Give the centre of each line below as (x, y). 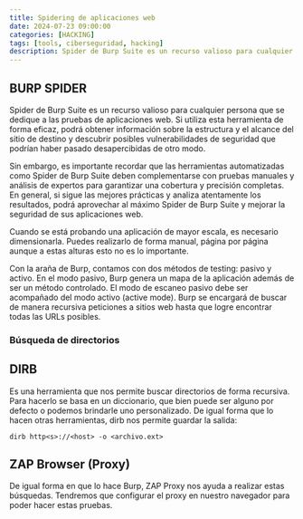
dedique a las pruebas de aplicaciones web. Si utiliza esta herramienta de (147, 120)
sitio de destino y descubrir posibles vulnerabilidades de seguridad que (142, 139)
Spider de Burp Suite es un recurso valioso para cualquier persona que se (147, 110)
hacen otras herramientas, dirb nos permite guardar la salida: (123, 420)
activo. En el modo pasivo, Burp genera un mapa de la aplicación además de (152, 278)
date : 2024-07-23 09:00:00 (60, 26)
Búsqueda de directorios (65, 340)
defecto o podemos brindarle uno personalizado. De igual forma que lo (142, 410)
